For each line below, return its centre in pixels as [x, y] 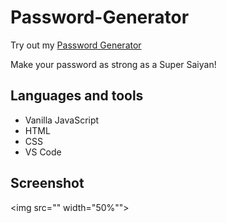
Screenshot [47, 183]
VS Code [43, 152]
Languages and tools [77, 96]
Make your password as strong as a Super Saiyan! [113, 64]
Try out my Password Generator [76, 45]
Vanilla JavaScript [62, 120]
